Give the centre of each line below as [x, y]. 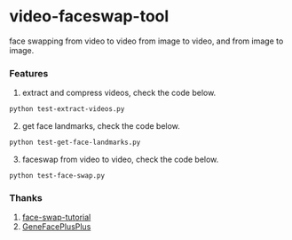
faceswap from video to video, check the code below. [120, 159]
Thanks [26, 197]
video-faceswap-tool [89, 16]
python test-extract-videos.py [67, 109]
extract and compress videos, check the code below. [119, 93]
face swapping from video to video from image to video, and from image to [146, 41]
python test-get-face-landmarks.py [75, 143]
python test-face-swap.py [57, 175]
